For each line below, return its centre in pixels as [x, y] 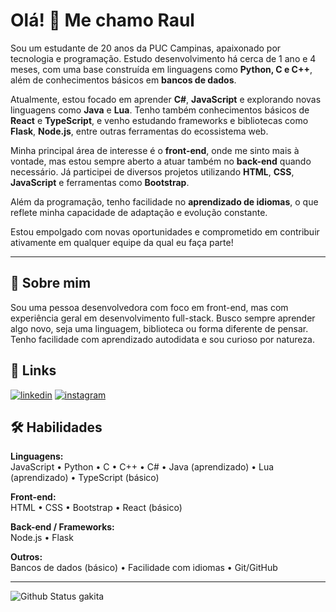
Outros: [26, 557]
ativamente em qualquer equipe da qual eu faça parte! [122, 242]
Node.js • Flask [42, 538]
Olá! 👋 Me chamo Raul [102, 20]
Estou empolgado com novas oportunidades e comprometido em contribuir [165, 231]
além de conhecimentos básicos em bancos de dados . [123, 80]
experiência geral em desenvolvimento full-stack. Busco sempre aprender [163, 318]
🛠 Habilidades [56, 427]
